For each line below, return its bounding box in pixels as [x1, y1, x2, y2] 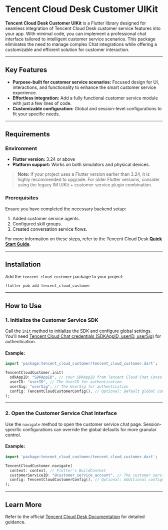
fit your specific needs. [12, 111, 60, 117]
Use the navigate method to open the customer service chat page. [5, 421, 142, 427]
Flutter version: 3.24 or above [12, 156, 75, 162]
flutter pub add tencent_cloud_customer [5, 283, 91, 288]
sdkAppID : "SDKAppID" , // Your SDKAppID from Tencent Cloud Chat [9, 375, 149, 380]
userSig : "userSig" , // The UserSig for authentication [9, 384, 128, 389]
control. [5, 432, 21, 438]
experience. [12, 89, 37, 95]
